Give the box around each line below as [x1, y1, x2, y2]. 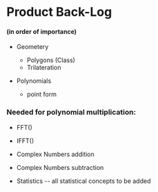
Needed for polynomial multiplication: [6, 108, 136, 117]
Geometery [16, 43, 49, 51]
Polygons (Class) [26, 56, 75, 64]
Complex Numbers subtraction [16, 163, 104, 171]
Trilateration [26, 64, 61, 72]
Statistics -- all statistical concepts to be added [16, 177, 151, 185]
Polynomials [16, 77, 52, 85]
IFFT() [16, 136, 34, 145]
